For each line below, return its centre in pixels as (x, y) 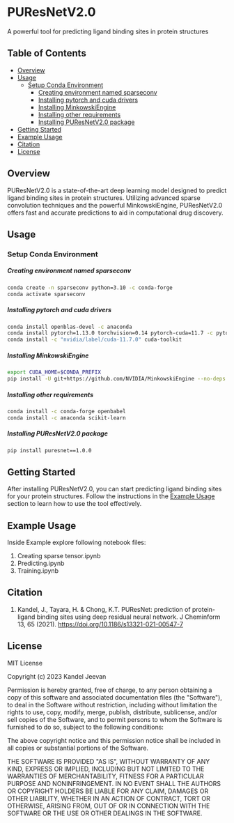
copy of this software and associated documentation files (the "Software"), (115, 697)
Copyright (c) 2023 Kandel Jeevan (57, 676)
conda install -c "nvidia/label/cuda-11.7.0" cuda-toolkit (95, 340)
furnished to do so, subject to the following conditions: (85, 727)
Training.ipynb (38, 571)
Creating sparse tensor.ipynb (59, 556)
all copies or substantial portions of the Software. (78, 748)
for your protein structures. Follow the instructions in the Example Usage (111, 496)
